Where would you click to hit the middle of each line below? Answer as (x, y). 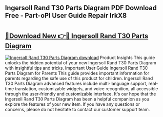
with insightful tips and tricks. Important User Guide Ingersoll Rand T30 (76, 68)
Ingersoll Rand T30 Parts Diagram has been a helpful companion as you (77, 99)
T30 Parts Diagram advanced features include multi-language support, (76, 83)
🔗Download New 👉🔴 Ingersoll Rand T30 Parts (77, 36)
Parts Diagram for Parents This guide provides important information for (77, 73)
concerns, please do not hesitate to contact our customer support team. (78, 109)
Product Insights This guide (127, 58)
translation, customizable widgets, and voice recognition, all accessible (86, 89)
